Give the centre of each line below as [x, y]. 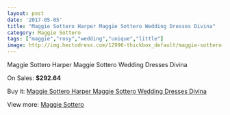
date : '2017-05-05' [35, 20]
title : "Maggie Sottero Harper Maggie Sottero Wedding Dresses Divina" [111, 26]
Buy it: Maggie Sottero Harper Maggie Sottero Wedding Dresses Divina [107, 91]
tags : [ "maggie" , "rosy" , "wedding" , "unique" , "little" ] [86, 39]
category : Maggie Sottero [44, 33]
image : [16, 45]
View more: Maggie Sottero [46, 104]
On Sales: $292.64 [34, 78]
